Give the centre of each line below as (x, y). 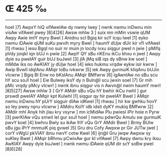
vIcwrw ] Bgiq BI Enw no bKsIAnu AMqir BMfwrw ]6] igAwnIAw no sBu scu (82, 75)
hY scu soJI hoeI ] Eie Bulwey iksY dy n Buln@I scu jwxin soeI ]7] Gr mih (79, 80)
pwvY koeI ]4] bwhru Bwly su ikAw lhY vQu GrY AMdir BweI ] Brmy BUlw (80, 122)
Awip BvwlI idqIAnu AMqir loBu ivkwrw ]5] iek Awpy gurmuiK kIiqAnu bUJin (82, 69)
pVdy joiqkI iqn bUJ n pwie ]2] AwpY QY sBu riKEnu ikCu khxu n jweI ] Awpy (83, 53)
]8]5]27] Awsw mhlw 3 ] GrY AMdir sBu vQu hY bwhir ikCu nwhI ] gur (76, 91)
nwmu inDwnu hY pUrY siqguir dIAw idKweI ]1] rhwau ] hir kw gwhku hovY (81, 101)
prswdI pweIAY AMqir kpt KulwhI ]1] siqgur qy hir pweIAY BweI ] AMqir (77, 96)
